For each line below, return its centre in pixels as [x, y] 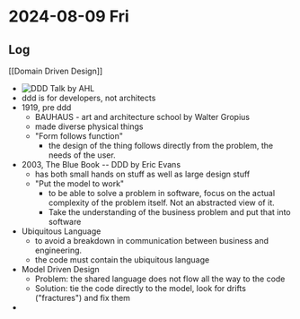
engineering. [58, 250]
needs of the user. [82, 155]
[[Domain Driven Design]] [56, 71]
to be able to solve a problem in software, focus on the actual [162, 193]
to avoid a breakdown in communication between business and [152, 241]
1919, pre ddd [46, 108]
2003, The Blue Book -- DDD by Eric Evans [101, 164]
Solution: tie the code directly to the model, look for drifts [140, 288]
